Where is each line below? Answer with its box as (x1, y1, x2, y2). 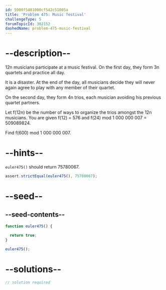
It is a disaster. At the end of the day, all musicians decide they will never (5, 79, 155, 85)
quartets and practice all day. (5, 70, 66, 76)
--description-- (5, 48, 71, 59)
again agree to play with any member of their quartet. (5, 85, 115, 91)
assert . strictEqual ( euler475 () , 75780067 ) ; (5, 174, 98, 179)
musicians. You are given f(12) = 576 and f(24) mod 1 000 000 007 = (5, 115, 147, 121)
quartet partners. (5, 100, 41, 106)
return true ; (10, 233, 37, 238)
